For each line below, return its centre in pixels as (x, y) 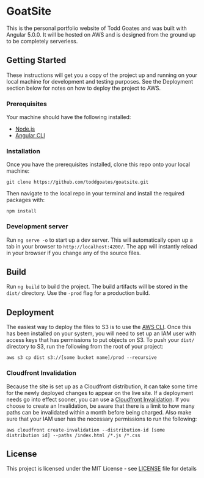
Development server (37, 226)
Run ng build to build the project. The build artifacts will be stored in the (97, 287)
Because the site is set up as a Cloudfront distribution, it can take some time (102, 386)
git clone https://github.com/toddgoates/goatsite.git (78, 182)
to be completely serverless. (42, 41)
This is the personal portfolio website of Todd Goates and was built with (97, 28)
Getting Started (36, 60)
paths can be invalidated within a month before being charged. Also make (99, 412)
